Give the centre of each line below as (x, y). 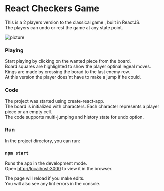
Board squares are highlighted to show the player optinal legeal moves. (78, 67)
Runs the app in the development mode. (46, 163)
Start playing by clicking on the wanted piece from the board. (68, 61)
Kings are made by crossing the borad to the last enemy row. (68, 72)
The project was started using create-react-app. (55, 101)
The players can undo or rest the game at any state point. (64, 27)
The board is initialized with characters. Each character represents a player (82, 106)
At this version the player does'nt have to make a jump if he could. (73, 77)
